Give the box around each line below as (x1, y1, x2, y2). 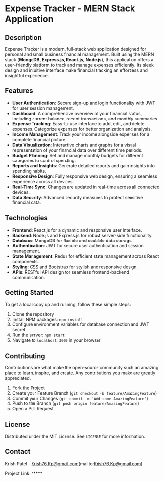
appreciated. (5, 375, 31, 381)
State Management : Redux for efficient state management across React (12, 253, 159, 259)
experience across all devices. (12, 178, 74, 184)
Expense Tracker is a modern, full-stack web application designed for (5, 46, 147, 52)
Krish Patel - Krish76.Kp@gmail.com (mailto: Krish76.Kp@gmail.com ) (5, 460, 143, 467)
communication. (12, 274, 45, 280)
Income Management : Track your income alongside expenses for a (12, 131, 150, 137)
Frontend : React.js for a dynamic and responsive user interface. (12, 227, 142, 233)
